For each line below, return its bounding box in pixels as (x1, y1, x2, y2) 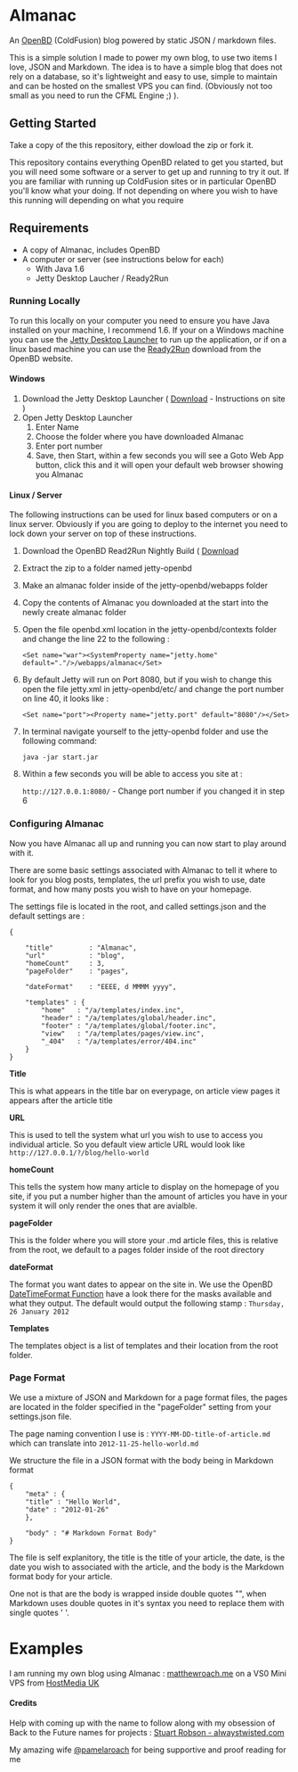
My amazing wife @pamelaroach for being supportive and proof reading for (9, 1744, 286, 1755)
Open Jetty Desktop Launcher (21, 412, 133, 424)
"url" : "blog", (25, 951, 125, 960)
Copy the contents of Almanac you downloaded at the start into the (21, 598, 269, 608)
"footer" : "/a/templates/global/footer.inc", (41, 1021, 217, 1030)
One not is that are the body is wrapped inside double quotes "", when (9, 1588, 267, 1599)
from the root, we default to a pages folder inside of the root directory (9, 1244, 265, 1255)
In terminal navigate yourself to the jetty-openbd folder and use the (21, 726, 269, 737)
